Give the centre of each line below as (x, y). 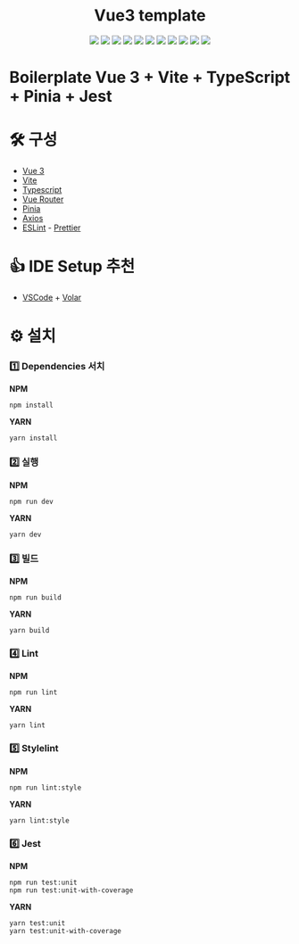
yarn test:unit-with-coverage (66, 931)
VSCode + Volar (52, 297)
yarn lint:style (39, 820)
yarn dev (25, 534)
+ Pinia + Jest (61, 97)
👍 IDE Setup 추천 (72, 266)
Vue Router (43, 199)
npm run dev (31, 501)
